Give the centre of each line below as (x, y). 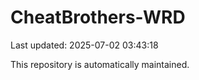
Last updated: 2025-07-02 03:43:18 (84, 45)
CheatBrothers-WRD (98, 17)
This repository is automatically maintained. (100, 64)
